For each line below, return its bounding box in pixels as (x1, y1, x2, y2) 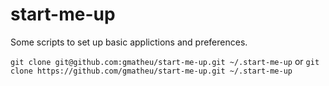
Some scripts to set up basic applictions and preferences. (10, 36, 248, 48)
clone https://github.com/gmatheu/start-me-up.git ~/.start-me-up (10, 66, 293, 76)
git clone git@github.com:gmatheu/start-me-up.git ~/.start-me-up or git (10, 55, 320, 67)
